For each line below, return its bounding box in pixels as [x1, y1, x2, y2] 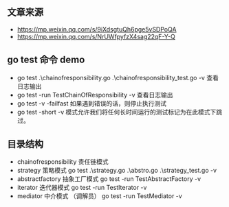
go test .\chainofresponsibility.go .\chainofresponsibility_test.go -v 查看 [17, 73, 219, 82]
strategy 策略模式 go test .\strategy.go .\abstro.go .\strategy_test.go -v [17, 167, 217, 175]
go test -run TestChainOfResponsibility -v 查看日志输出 [17, 90, 173, 99]
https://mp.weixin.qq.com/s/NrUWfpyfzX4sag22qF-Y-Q [17, 32, 175, 40]
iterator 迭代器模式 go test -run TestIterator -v [17, 184, 147, 192]
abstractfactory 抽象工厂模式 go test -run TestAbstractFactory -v [17, 175, 201, 183]
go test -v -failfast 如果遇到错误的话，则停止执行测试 [17, 99, 167, 108]
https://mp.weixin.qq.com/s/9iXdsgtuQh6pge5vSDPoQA [17, 25, 177, 33]
